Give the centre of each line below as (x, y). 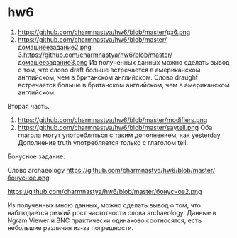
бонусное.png (28, 178)
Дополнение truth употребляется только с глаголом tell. (103, 142)
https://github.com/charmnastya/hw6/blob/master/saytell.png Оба (115, 127)
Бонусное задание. (36, 156)
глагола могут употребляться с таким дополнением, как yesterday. (120, 135)
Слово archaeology (36, 170)
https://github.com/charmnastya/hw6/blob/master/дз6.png (104, 32)
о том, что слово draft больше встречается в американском (109, 70)
